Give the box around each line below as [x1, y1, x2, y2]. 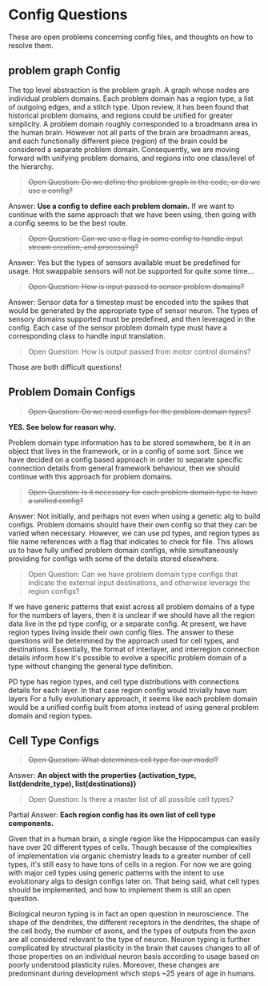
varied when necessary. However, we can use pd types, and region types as [8, 528, 260, 538]
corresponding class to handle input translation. [8, 331, 166, 341]
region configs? [27, 586, 80, 595]
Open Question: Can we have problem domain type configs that [27, 569, 238, 579]
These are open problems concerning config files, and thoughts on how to [8, 32, 254, 42]
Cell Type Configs [8, 734, 100, 748]
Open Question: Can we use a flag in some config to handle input [27, 234, 243, 243]
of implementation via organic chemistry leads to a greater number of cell [8, 851, 250, 861]
